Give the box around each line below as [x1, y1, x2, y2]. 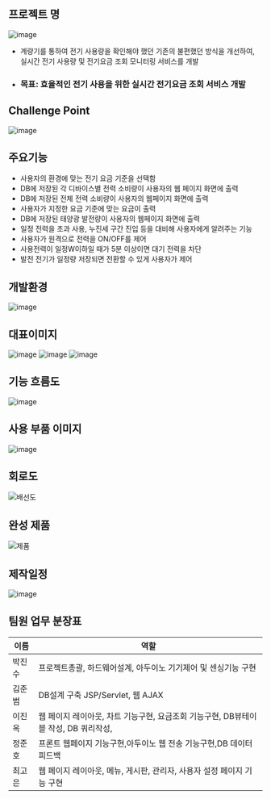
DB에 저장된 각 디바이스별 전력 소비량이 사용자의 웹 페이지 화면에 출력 [19, 184, 239, 194]
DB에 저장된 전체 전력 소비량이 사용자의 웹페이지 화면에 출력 [19, 194, 209, 203]
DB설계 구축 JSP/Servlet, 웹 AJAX [38, 689, 164, 701]
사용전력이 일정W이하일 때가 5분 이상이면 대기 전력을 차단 [19, 245, 202, 254]
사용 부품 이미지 [8, 422, 82, 436]
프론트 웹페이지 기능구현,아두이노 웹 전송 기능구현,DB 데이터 [38, 738, 252, 749]
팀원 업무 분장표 [8, 614, 82, 628]
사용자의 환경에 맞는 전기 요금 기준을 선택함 [19, 174, 156, 183]
